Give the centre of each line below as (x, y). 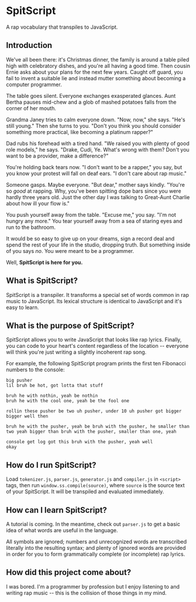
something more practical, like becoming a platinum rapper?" (80, 132)
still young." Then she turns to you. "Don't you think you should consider (94, 126)
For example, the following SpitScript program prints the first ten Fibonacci (96, 364)
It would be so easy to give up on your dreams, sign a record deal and (90, 238)
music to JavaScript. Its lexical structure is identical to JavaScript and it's (94, 301)
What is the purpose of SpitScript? (70, 325)
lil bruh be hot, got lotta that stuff (55, 386)
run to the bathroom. (31, 227)
